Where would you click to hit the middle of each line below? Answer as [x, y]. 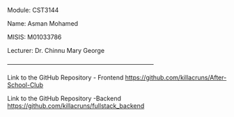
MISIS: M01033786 [34, 37]
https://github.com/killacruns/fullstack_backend [76, 106]
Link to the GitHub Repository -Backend [64, 98]
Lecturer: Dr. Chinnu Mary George [56, 50]
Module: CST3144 [33, 10]
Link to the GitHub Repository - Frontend [65, 77]
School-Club [25, 85]
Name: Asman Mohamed [43, 23]
